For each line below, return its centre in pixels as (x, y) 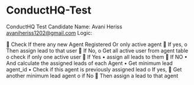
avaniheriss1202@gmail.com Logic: (49, 32)
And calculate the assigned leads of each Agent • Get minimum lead (90, 63)
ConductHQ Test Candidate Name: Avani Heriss (64, 27)
